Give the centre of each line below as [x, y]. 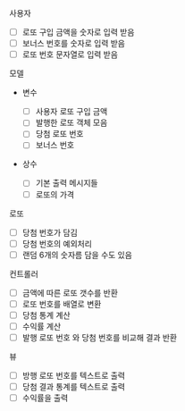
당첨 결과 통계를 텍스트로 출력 [73, 387]
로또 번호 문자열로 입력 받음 [70, 55]
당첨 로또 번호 [59, 134]
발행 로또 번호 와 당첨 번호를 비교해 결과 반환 [100, 337]
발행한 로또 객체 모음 [71, 122]
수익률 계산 [42, 326]
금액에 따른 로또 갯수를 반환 [70, 292]
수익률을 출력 [45, 398]
